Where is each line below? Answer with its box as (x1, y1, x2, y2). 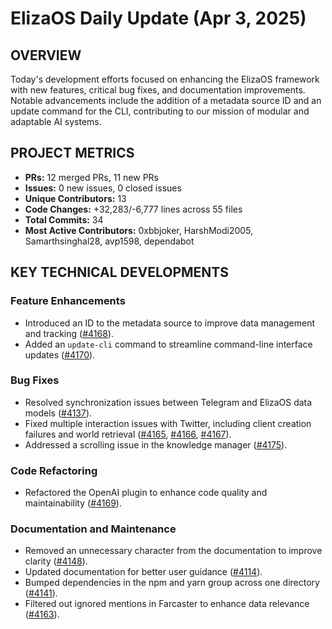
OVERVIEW (10, 47, 82, 64)
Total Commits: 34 (24, 213, 104, 226)
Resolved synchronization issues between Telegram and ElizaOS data (24, 396, 313, 408)
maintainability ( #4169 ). (24, 497, 122, 509)
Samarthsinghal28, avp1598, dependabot (24, 235, 195, 247)
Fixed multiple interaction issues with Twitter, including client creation (24, 417, 312, 429)
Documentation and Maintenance (10, 522, 177, 536)
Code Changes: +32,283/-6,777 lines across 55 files (24, 203, 243, 215)
